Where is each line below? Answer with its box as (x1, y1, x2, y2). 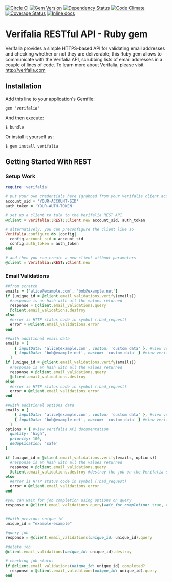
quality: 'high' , (10, 431, 47, 436)
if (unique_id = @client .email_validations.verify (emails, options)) (5, 455, 157, 460)
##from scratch (5, 284, 38, 289)
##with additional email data (5, 336, 70, 341)
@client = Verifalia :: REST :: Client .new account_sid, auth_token (5, 217, 145, 223)
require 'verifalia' (5, 185, 50, 190)
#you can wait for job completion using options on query (5, 498, 132, 503)
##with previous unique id (5, 516, 63, 521)
